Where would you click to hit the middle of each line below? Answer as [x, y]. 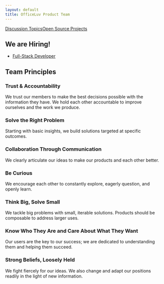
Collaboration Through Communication [53, 149]
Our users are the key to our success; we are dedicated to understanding [80, 242]
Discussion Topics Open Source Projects [46, 28]
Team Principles [31, 72]
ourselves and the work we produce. [43, 107]
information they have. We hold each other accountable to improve [74, 102]
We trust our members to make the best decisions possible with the [74, 97]
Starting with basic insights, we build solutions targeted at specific [73, 131]
